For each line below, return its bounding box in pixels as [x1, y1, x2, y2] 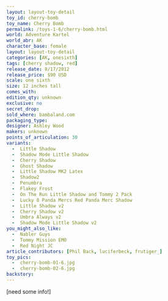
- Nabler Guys [12, 231, 51, 237]
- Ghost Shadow [12, 163, 53, 169]
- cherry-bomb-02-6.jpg [12, 265, 75, 272]
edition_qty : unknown [6, 94, 62, 101]
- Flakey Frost [12, 186, 53, 192]
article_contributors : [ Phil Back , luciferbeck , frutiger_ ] [6, 248, 163, 254]
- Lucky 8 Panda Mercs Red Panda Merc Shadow [12, 197, 133, 203]
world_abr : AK [6, 37, 43, 44]
